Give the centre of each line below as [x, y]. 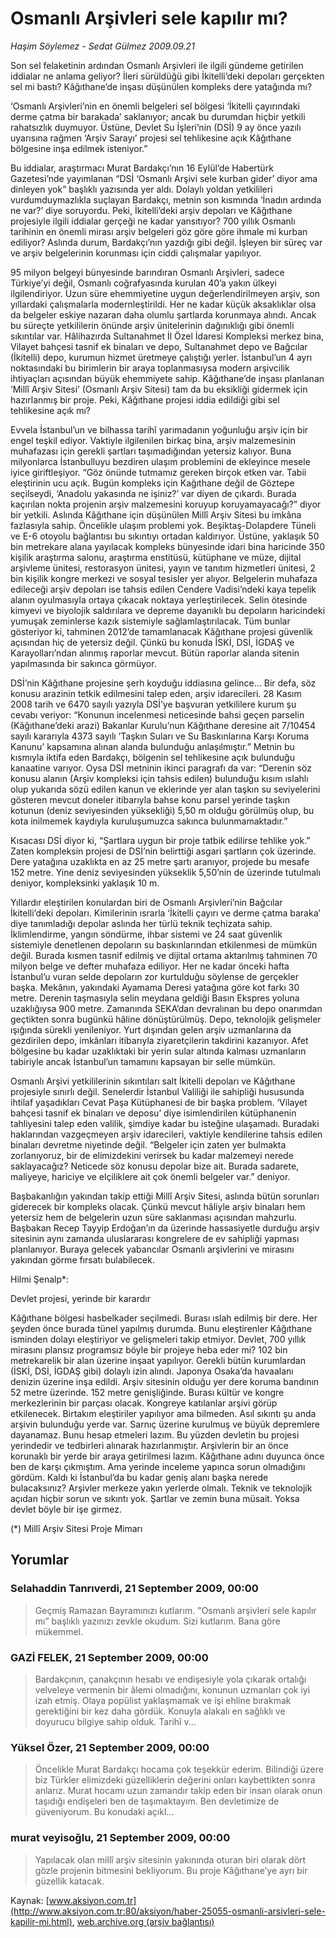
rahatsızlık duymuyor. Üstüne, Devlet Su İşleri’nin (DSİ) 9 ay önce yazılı [156, 127]
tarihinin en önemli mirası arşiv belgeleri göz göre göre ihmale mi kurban [159, 231]
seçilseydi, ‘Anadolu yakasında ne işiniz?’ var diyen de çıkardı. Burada [153, 493]
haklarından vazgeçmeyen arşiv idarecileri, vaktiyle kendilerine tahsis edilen [166, 1134]
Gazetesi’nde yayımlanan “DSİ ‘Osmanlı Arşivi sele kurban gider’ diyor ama [164, 178]
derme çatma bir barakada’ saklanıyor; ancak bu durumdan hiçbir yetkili [158, 116]
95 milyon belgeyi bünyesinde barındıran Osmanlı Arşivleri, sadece [147, 272]
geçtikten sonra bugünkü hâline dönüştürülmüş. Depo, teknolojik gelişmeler [166, 1019]
